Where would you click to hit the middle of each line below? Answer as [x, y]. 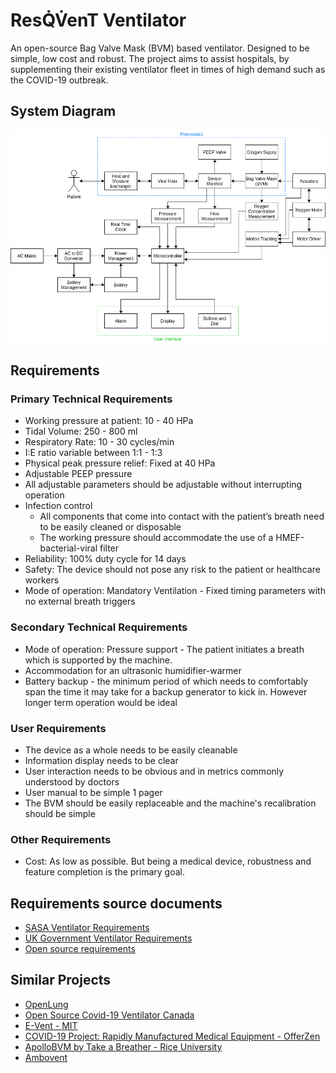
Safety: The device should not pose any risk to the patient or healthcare [172, 570]
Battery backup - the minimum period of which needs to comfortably [166, 681]
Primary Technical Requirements [91, 399]
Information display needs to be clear [101, 760]
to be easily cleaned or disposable [110, 527]
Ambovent [46, 1057]
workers [42, 580]
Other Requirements [61, 839]
